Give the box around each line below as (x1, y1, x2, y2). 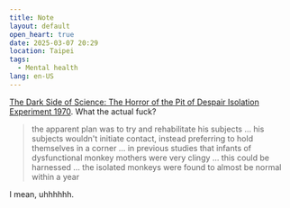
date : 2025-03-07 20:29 (9, 38, 99, 48)
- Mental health (17, 64, 78, 73)
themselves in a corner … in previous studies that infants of (31, 142, 252, 153)
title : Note (9, 13, 54, 23)
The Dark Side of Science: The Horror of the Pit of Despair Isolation (9, 96, 259, 107)
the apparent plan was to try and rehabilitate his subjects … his (31, 123, 265, 134)
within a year (31, 171, 79, 182)
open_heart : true (9, 30, 75, 39)
